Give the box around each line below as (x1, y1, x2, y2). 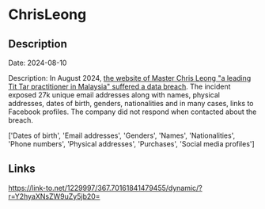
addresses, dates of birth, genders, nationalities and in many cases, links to (8, 99, 254, 108)
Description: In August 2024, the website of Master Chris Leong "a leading (8, 74, 252, 82)
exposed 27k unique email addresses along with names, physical (8, 90, 220, 100)
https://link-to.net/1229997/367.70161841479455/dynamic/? (8, 183, 203, 192)
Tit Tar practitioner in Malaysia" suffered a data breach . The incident (8, 82, 231, 91)
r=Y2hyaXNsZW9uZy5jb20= (8, 192, 100, 201)
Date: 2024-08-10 (8, 58, 67, 67)
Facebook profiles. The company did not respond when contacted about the (8, 107, 257, 116)
